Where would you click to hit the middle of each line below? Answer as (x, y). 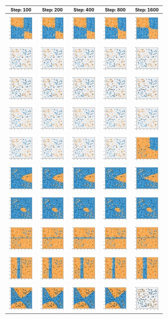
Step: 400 (84, 10)
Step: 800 (115, 10)
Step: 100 (21, 10)
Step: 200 (52, 10)
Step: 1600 (147, 10)
